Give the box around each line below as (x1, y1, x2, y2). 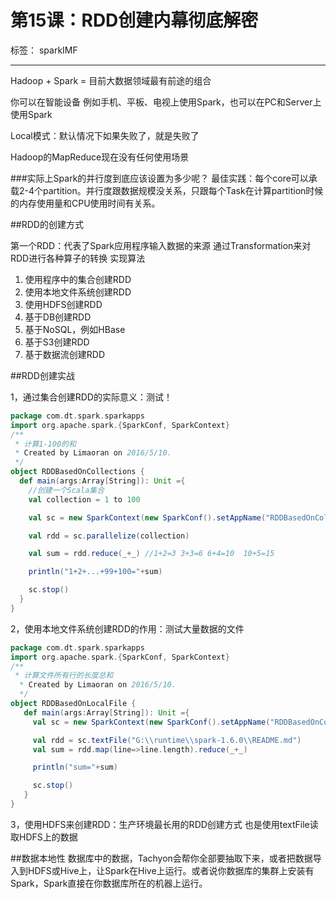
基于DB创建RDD (24, 311, 92, 323)
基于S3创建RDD (24, 336, 90, 348)
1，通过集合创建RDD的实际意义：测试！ (10, 391, 173, 403)
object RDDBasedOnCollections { (10, 467, 145, 477)
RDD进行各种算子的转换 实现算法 (10, 252, 146, 264)
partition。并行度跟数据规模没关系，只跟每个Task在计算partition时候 (43, 184, 324, 196)
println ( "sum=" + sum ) (32, 762, 118, 773)
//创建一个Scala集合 (28, 485, 105, 495)
